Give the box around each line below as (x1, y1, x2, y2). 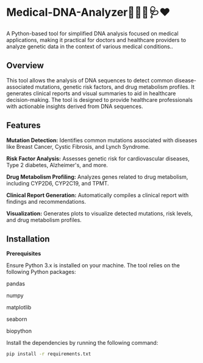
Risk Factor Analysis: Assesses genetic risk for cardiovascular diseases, (6, 154, 190, 162)
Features (6, 120, 41, 131)
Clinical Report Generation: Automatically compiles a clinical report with (6, 191, 189, 199)
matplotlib (6, 304, 32, 311)
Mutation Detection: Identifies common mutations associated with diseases (6, 136, 198, 144)
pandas (6, 280, 26, 287)
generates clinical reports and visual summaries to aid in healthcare (6, 90, 176, 97)
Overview (6, 60, 45, 71)
